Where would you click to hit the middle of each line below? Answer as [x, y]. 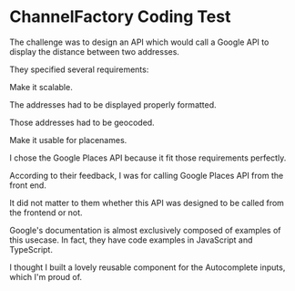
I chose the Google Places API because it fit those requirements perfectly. [148, 158]
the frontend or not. [46, 213]
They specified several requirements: [79, 69]
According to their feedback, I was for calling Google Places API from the [147, 175]
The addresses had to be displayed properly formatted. [113, 104]
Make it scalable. [41, 87]
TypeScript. [31, 249]
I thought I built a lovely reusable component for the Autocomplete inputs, [147, 267]
